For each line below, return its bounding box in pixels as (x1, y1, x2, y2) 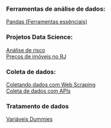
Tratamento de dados (6, 102, 69, 110)
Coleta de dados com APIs (6, 87, 71, 94)
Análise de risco (6, 46, 45, 53)
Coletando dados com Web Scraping (6, 81, 96, 88)
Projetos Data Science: (6, 33, 73, 41)
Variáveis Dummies (6, 116, 53, 123)
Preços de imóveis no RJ (6, 53, 67, 60)
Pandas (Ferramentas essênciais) (6, 18, 87, 25)
